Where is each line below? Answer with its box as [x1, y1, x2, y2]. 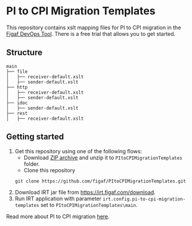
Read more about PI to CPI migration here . [6, 213, 110, 220]
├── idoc [6, 100, 28, 106]
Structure [6, 48, 43, 58]
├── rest [6, 110, 28, 116]
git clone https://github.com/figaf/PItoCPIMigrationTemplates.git [14, 178, 186, 184]
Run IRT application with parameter [14, 195, 102, 202]
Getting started [6, 132, 64, 142]
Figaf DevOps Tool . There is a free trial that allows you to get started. [6, 30, 176, 37]
